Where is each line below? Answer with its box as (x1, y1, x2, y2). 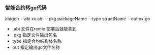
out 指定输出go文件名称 (12, 44, 60, 50)
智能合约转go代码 (5, 4, 47, 11)
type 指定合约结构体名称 (12, 38, 62, 44)
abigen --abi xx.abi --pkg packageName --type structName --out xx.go (5, 16, 150, 22)
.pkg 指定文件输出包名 (12, 32, 58, 38)
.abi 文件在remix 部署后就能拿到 (12, 26, 77, 32)
